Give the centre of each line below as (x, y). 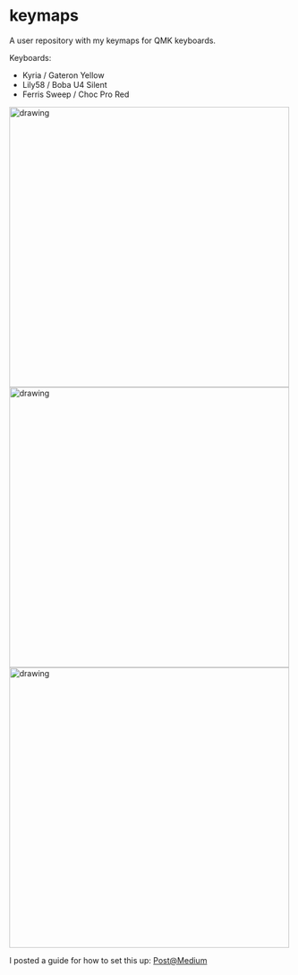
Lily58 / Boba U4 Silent (64, 84)
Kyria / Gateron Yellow (63, 75)
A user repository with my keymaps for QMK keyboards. (113, 40)
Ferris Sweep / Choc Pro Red (76, 94)
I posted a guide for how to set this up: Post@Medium (108, 960)
